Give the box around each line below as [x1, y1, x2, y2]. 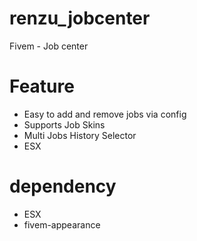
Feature [9, 75, 75, 98]
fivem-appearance [23, 218, 101, 231]
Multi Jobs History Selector [23, 129, 137, 141]
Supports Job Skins [23, 118, 106, 131]
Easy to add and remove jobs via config [23, 108, 187, 120]
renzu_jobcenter [9, 7, 151, 30]
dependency [9, 175, 117, 198]
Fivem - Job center [9, 40, 89, 52]
